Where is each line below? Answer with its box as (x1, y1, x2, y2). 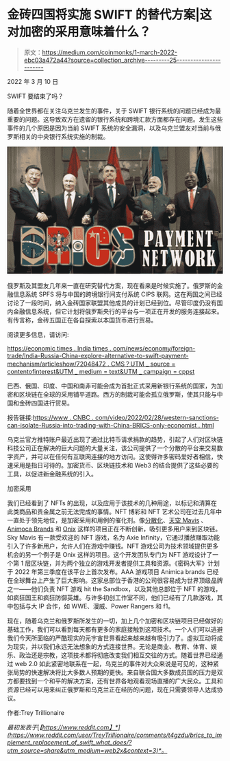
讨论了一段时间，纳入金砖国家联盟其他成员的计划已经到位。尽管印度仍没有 (7, 298, 217, 307)
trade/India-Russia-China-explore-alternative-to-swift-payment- (7, 351, 189, 360)
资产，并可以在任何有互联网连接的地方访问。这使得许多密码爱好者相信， (12, 452, 217, 461)
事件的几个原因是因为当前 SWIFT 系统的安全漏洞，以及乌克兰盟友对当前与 (7, 124, 216, 132)
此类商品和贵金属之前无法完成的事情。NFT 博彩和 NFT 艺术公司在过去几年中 (7, 507, 222, 516)
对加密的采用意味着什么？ (7, 24, 152, 40)
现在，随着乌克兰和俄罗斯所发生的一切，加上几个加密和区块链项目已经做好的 (7, 617, 223, 625)
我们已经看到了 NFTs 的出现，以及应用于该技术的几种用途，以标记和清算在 (7, 498, 218, 507)
